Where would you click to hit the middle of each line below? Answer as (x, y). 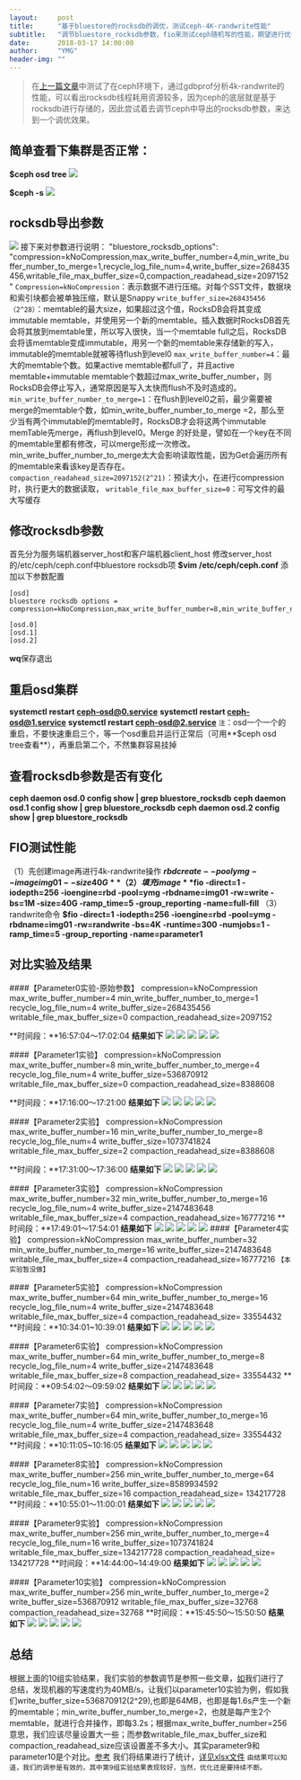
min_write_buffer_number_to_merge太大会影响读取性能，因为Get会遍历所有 (149, 455)
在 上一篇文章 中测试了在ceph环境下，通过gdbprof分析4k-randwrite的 (158, 86)
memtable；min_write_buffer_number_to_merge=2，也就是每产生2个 (144, 1712)
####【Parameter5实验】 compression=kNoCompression (116, 1287)
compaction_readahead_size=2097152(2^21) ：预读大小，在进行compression (147, 477)
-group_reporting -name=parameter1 (132, 934)
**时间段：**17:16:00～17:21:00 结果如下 (85, 1103)
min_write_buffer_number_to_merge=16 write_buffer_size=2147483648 (140, 1249)
